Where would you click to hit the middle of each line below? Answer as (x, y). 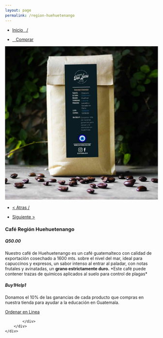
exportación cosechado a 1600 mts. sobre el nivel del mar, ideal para (74, 259)
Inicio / (20, 30)
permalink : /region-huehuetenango (40, 15)
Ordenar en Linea (22, 312)
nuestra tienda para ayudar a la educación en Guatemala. (62, 302)
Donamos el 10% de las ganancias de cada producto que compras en (74, 298)
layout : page (18, 10)
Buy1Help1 (16, 285)
